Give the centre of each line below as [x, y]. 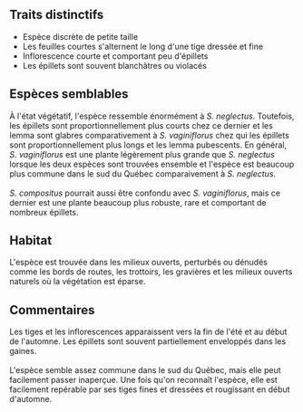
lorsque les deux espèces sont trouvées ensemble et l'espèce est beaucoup [152, 164]
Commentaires [52, 310]
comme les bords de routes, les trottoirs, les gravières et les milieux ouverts [151, 272]
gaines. [23, 351]
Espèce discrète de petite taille [80, 36]
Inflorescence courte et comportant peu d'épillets [115, 56]
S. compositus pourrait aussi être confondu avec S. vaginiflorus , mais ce [145, 193]
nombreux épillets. [44, 212]
